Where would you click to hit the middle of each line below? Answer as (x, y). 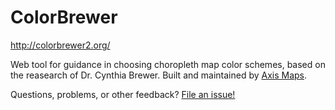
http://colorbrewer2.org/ (60, 45)
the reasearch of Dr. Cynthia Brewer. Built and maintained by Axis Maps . (159, 75)
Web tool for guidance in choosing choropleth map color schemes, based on (168, 64)
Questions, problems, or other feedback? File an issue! (123, 94)
